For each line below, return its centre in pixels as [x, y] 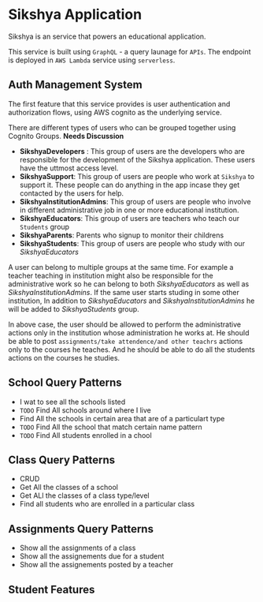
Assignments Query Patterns [81, 529]
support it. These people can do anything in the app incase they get [130, 185]
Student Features [52, 589]
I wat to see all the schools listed [72, 402]
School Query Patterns [65, 383]
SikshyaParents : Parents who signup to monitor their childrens [122, 235]
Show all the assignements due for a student [92, 556]
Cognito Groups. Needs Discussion [66, 136]
